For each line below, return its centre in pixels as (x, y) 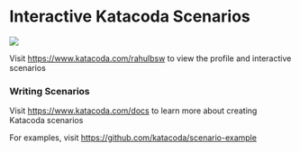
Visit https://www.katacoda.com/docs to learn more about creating (133, 111)
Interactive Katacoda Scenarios (130, 17)
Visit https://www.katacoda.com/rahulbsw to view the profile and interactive (150, 58)
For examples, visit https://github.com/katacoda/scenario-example (133, 138)
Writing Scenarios (50, 91)
